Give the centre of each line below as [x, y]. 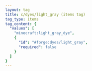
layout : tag [17, 10]
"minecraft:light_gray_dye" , [44, 33]
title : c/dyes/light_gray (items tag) [45, 14]
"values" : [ [22, 28]
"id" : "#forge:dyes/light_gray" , [53, 42]
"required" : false [37, 47]
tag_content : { [21, 24]
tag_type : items [22, 19]
